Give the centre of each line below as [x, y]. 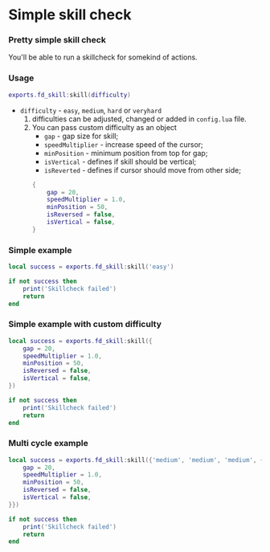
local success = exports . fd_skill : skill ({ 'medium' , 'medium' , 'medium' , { [136, 460]
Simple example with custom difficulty [85, 325]
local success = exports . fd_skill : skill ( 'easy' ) [91, 267]
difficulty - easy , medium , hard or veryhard [91, 110]
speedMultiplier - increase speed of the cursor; [123, 144]
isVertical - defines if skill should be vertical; [120, 162]
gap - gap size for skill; [81, 136]
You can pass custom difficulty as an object [104, 127]
